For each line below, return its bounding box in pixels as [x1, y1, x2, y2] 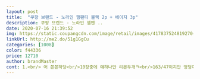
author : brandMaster [6, 58, 58, 64]
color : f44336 [6, 48, 42, 53]
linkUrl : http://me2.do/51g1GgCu [6, 36, 89, 42]
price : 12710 [6, 53, 39, 59]
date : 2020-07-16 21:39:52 [6, 25, 73, 31]
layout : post [6, 8, 39, 15]
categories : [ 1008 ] [6, 42, 55, 48]
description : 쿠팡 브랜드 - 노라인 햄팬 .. [6, 20, 103, 26]
